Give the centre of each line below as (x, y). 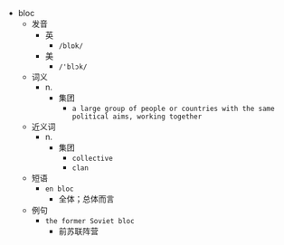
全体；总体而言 (86, 199)
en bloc (59, 189)
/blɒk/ (71, 46)
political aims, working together (137, 117)
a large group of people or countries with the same (173, 108)
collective (92, 158)
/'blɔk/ (73, 67)
